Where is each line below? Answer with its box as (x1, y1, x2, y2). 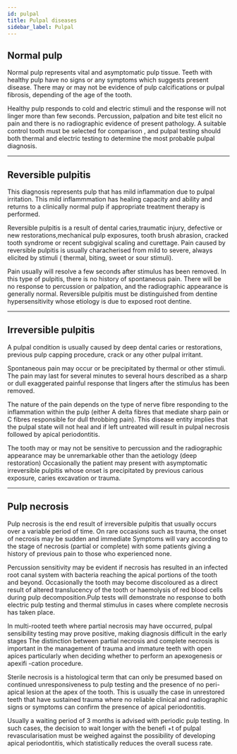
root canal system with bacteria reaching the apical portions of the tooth (7, 570, 217, 579)
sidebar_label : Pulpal (7, 23, 74, 30)
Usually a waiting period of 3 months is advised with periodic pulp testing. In (7, 716, 230, 724)
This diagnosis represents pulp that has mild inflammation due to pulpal (7, 187, 215, 196)
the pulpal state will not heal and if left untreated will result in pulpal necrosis (7, 422, 230, 431)
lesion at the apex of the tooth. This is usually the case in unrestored (26, 688, 225, 696)
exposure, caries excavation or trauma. (7, 474, 121, 482)
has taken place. (7, 607, 55, 617)
